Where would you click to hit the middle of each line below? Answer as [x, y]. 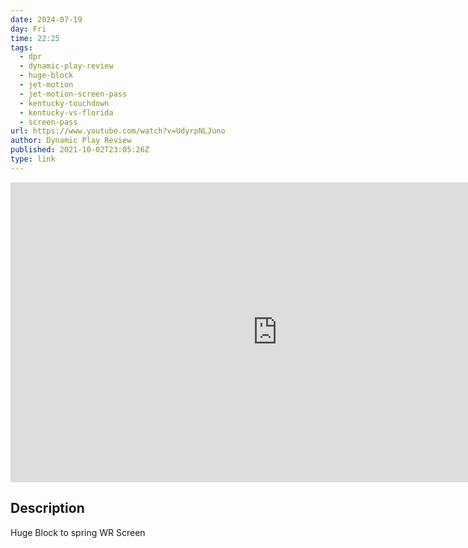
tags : [21, 47]
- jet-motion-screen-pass [73, 94]
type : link [33, 159]
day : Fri [28, 29]
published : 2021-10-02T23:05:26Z [80, 150]
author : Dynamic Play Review [71, 141]
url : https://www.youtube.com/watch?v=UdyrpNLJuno [118, 131]
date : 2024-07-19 [46, 19]
